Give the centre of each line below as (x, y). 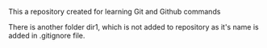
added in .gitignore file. (47, 36)
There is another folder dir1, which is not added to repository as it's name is (134, 27)
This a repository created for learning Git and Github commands (115, 12)
